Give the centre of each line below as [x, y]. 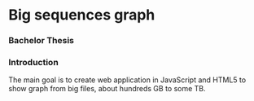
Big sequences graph [82, 15]
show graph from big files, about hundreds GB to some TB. [107, 89]
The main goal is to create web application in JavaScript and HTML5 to [127, 80]
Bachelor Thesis [42, 41]
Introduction [33, 63]
